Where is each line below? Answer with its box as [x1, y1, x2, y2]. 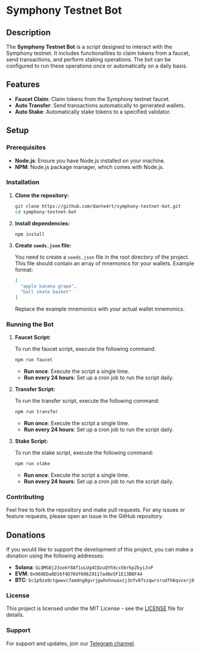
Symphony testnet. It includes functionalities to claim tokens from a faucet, [6, 50, 190, 57]
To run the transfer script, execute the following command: [14, 397, 160, 404]
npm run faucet [14, 357, 53, 363]
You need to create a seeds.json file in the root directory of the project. [14, 253, 190, 260]
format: [14, 266, 33, 274]
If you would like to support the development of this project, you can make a [6, 545, 193, 553]
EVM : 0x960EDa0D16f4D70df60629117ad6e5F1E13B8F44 [14, 570, 143, 577]
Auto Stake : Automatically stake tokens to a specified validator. [14, 108, 171, 115]
